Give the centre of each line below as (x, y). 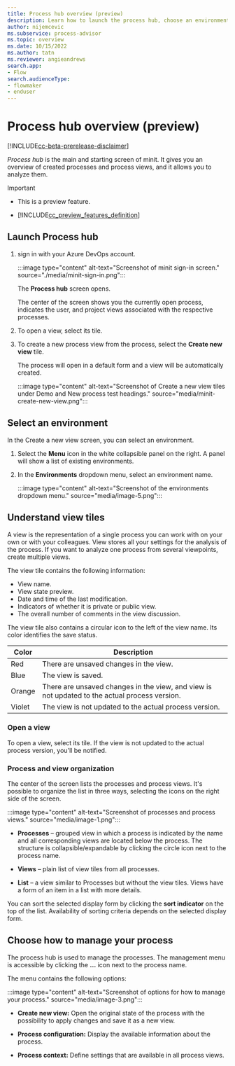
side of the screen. (34, 798)
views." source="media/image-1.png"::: (64, 819)
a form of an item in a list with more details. (79, 890)
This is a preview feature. (54, 202)
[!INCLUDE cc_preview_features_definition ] (79, 215)
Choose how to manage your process (90, 940)
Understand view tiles (56, 518)
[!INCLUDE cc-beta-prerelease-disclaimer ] (68, 146)
